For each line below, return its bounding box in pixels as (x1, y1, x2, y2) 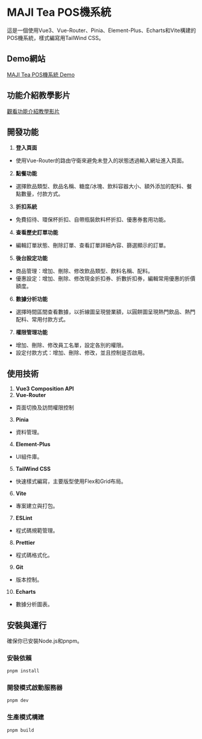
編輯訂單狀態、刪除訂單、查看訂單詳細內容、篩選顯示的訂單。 (15, 241, 169, 249)
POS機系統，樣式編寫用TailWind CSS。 (7, 34, 104, 41)
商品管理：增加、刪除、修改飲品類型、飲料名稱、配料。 (15, 268, 153, 275)
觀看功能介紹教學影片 (7, 107, 60, 115)
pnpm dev (7, 697, 29, 704)
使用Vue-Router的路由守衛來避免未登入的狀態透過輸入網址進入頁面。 (15, 157, 188, 164)
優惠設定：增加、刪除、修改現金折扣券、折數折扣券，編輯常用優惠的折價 (15, 275, 195, 282)
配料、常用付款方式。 (15, 316, 69, 323)
